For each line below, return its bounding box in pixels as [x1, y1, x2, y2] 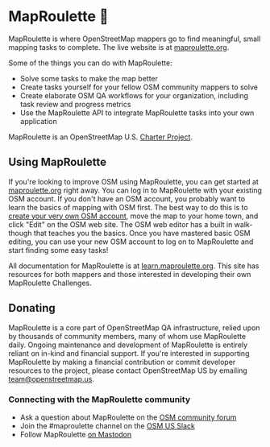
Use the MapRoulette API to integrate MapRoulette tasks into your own [19, 108, 255, 118]
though [8, 228, 32, 238]
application [19, 116, 58, 126]
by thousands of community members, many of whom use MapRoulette [8, 331, 247, 341]
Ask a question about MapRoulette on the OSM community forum [19, 412, 237, 422]
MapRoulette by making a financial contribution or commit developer [8, 357, 236, 366]
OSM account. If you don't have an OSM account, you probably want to [8, 193, 246, 204]
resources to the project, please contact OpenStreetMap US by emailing [8, 366, 247, 375]
